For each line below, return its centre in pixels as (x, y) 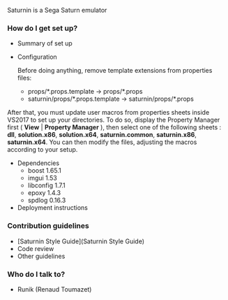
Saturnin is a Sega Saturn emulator (57, 10)
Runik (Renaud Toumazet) (54, 289)
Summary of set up (45, 43)
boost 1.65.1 (44, 171)
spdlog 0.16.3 (47, 200)
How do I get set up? (43, 28)
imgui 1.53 (42, 178)
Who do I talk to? (36, 274)
